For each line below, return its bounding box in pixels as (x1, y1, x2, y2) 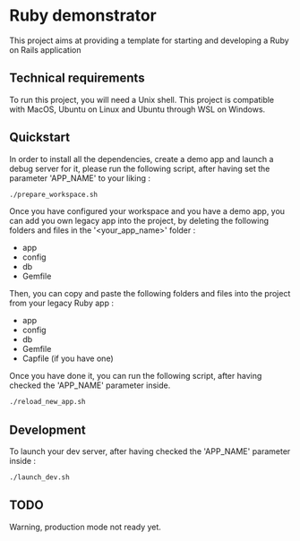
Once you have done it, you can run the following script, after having (9, 371, 262, 382)
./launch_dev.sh (9, 473, 70, 482)
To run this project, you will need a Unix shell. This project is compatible (9, 94, 275, 105)
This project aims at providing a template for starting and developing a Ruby (9, 35, 289, 46)
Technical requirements (9, 71, 145, 86)
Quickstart (9, 130, 71, 145)
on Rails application (9, 44, 81, 55)
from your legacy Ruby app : (9, 297, 115, 309)
